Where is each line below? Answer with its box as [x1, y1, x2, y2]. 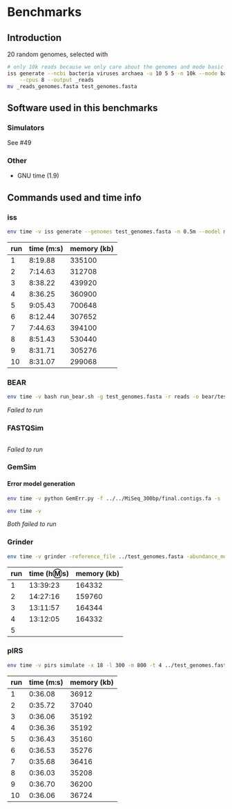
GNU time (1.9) [17, 171, 60, 180]
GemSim [7, 462, 37, 472]
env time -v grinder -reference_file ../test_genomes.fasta [7, 553, 184, 560]
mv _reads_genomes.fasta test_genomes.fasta [7, 82, 137, 90]
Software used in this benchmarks [7, 102, 158, 114]
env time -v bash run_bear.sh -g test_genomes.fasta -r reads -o [7, 393, 199, 401]
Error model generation [7, 480, 76, 488]
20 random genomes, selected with [7, 50, 108, 58]
